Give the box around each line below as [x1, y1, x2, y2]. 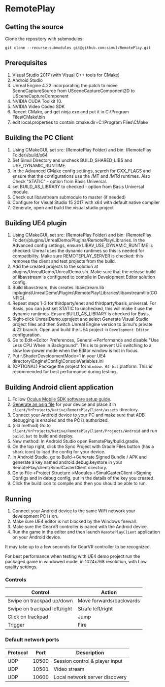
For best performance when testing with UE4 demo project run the [5, 553, 140, 559]
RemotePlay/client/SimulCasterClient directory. [12, 465, 107, 471]
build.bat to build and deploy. [12, 433, 74, 439]
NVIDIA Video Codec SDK [12, 103, 65, 109]
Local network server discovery [53, 674, 127, 681]
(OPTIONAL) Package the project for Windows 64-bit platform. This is [12, 363, 153, 369]
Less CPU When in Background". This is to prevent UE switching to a [12, 343, 152, 348]
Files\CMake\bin [12, 114, 45, 120]
